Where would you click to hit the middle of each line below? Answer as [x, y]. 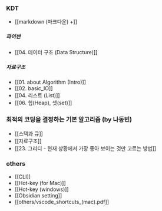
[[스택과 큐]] [29, 133]
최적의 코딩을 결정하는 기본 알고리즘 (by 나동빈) [69, 120]
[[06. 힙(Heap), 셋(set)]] [43, 103]
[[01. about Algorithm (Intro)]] [50, 82]
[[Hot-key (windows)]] [42, 189]
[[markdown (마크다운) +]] [46, 22]
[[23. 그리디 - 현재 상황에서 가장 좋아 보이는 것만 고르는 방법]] [85, 148]
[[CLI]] [23, 177]
